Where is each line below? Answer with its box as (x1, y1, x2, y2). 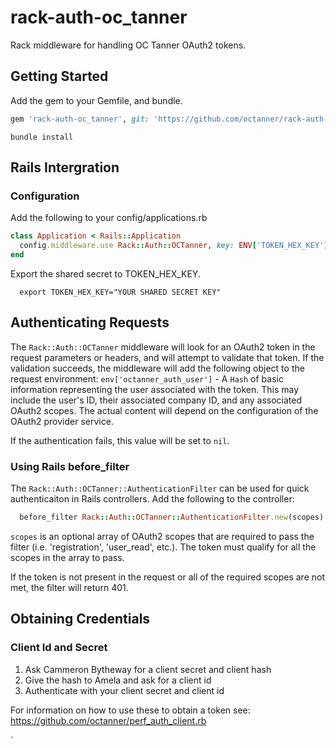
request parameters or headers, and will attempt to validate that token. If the (10, 351, 325, 363)
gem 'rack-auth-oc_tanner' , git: (10, 114, 150, 124)
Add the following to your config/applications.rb (10, 212, 208, 224)
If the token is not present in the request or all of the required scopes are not (10, 571, 326, 583)
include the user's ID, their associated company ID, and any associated (10, 394, 302, 406)
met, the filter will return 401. (10, 581, 129, 593)
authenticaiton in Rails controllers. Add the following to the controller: (10, 493, 295, 505)
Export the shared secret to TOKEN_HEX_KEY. (10, 267, 201, 280)
